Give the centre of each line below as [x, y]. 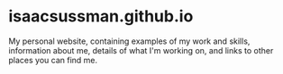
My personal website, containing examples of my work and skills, [129, 41]
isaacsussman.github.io [101, 16]
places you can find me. [53, 60]
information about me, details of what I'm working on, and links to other [141, 50]
